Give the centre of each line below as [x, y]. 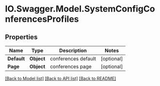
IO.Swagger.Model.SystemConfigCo [80, 9]
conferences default [73, 59]
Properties [21, 37]
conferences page [71, 66]
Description [73, 50]
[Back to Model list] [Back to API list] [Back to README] [61, 79]
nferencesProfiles [42, 19]
